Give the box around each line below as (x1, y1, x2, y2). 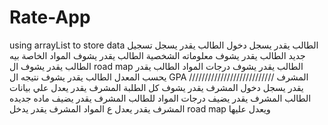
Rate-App (9, 6, 91, 29)
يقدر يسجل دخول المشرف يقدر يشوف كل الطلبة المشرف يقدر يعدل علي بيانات (9, 81, 304, 93)
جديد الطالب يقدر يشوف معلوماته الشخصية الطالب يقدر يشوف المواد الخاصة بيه (9, 49, 306, 61)
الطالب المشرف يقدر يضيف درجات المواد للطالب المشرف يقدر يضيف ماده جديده (9, 92, 312, 104)
